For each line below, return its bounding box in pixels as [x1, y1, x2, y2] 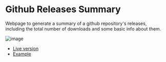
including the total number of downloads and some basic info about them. [5, 25, 161, 32]
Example [12, 51, 32, 57]
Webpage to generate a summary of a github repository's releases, [5, 20, 147, 26]
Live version [12, 45, 39, 51]
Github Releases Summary [5, 4, 121, 15]
